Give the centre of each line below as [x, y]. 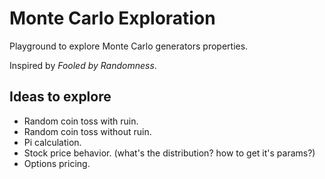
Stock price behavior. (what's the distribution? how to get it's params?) [169, 153]
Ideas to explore [60, 97]
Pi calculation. [52, 142]
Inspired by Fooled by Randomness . [83, 65]
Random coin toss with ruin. [81, 121]
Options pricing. [57, 163]
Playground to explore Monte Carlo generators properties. [129, 46]
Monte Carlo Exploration [112, 18]
